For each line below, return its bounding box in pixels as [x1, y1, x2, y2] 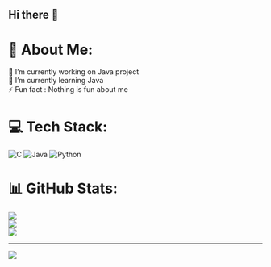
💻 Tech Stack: [8, 118, 108, 136]
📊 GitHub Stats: [8, 179, 119, 198]
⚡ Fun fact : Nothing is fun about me [8, 85, 129, 94]
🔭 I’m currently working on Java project [8, 67, 140, 77]
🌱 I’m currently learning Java [8, 76, 104, 86]
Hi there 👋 [8, 8, 59, 22]
